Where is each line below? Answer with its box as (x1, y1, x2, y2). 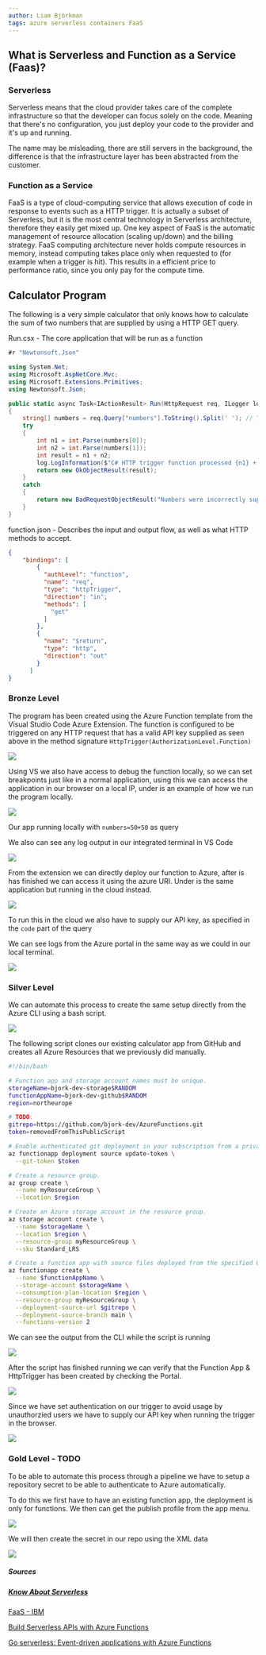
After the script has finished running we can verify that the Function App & (8, 1363, 251, 1372)
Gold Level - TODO (8, 1453, 82, 1464)
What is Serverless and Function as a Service (8, 48, 236, 62)
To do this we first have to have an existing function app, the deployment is (8, 1495, 253, 1505)
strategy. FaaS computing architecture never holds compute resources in (8, 240, 247, 250)
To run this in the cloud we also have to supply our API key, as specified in (8, 915, 250, 924)
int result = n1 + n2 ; (36, 451, 112, 459)
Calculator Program (8, 288, 107, 302)
